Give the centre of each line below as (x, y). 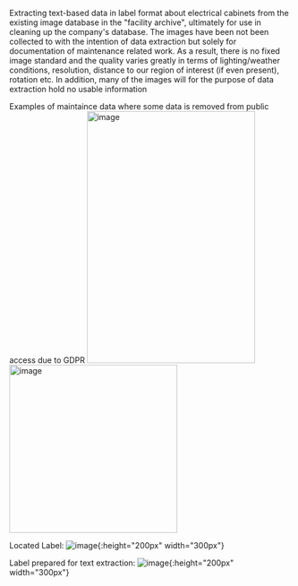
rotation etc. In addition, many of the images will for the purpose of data (142, 79)
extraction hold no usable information (78, 89)
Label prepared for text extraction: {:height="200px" (122, 563)
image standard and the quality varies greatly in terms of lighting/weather (145, 60)
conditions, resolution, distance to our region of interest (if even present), (145, 70)
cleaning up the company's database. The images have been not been (139, 32)
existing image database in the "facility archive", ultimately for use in (136, 22)
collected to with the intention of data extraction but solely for (123, 41)
